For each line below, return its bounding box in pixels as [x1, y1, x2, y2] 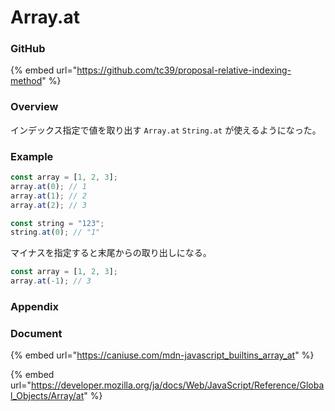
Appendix [10, 300, 60, 313]
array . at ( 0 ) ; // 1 [10, 181, 87, 191]
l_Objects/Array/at [10, 390, 85, 402]
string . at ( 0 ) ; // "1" [10, 227, 101, 238]
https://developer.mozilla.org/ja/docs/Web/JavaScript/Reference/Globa [30, 379, 325, 391]
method [10, 75, 43, 87]
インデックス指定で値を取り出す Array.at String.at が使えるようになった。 [10, 124, 322, 136]
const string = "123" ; [10, 218, 105, 228]
